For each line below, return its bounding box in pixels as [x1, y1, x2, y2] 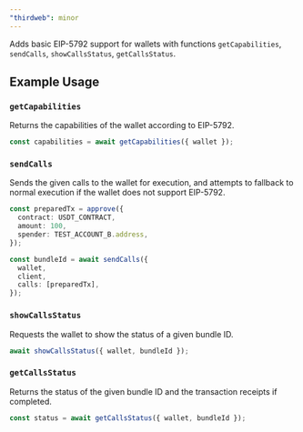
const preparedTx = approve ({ [9, 205, 125, 214]
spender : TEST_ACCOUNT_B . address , [17, 230, 148, 239]
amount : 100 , [17, 222, 67, 231]
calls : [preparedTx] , [17, 280, 100, 289]
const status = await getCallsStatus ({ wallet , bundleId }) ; [9, 413, 247, 423]
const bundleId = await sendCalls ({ [9, 255, 148, 264]
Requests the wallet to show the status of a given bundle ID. [9, 328, 234, 339]
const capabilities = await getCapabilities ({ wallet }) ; [9, 137, 234, 146]
